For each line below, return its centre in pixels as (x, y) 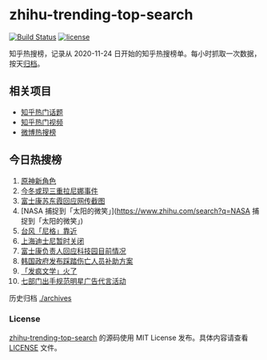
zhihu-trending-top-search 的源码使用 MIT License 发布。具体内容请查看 (129, 338)
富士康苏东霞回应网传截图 (63, 200)
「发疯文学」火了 (49, 271)
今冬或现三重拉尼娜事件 (59, 191)
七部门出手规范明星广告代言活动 (73, 281)
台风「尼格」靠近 (49, 231)
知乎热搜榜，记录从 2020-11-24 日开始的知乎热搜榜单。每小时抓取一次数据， (135, 53)
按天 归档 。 (27, 63)
